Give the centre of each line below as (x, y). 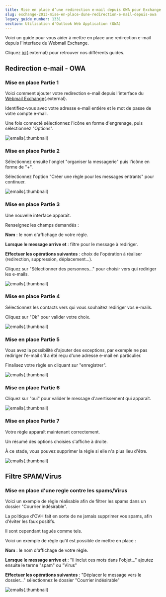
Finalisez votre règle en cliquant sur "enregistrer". (56, 365)
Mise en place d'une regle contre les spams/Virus (66, 491)
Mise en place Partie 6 (33, 388)
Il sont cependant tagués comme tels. (44, 531)
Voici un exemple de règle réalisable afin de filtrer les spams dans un (76, 501)
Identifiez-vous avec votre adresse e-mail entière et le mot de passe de (78, 108)
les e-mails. (17, 274)
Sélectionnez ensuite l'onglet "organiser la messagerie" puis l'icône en (78, 162)
